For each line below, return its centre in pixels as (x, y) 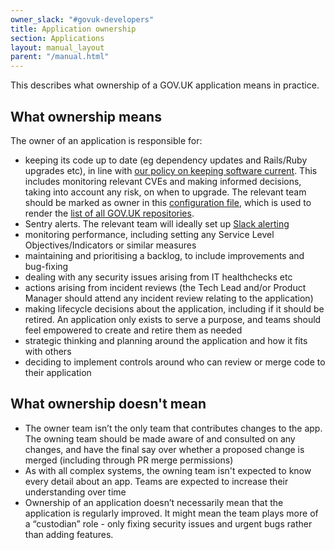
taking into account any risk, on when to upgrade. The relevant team (165, 192)
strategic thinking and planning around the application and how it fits (166, 340)
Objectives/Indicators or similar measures (110, 245)
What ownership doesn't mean (108, 404)
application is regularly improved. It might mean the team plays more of (171, 513)
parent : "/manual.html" (60, 57)
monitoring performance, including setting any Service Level (149, 234)
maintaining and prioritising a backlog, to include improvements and (164, 255)
